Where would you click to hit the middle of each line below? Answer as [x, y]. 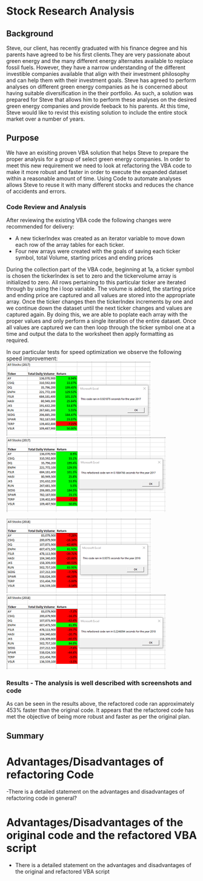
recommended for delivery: [40, 227]
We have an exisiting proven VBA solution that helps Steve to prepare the [98, 152]
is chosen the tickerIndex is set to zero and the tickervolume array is [92, 276]
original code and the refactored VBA [102, 835]
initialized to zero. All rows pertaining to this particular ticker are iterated [96, 283]
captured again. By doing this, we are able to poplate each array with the [97, 315]
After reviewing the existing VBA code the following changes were [89, 220]
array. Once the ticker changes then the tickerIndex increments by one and [100, 302]
